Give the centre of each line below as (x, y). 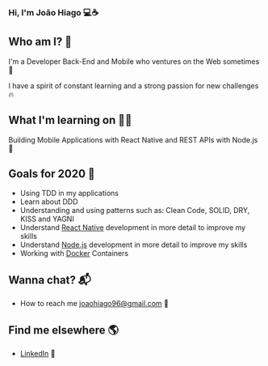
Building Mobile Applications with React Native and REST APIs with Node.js (133, 139)
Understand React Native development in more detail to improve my (133, 228)
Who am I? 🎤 (40, 42)
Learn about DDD (49, 202)
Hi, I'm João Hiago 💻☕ (54, 12)
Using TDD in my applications (69, 194)
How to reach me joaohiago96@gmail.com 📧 (94, 304)
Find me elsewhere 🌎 (64, 330)
